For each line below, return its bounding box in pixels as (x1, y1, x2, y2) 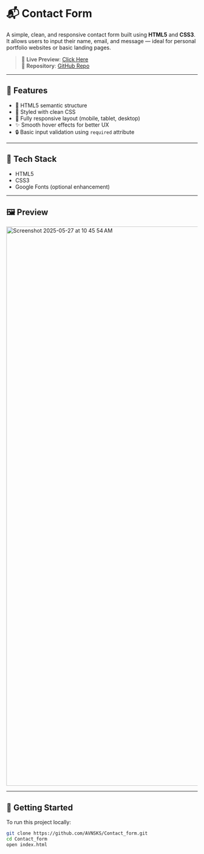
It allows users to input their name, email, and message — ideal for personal (6, 37, 196, 44)
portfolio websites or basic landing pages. (6, 44, 111, 51)
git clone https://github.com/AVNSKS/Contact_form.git (6, 830, 148, 836)
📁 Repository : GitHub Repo (21, 62, 90, 69)
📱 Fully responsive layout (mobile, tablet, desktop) (15, 114, 141, 122)
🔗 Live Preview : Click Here (21, 55, 89, 63)
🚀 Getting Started (6, 802, 73, 813)
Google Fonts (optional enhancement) (15, 183, 110, 191)
